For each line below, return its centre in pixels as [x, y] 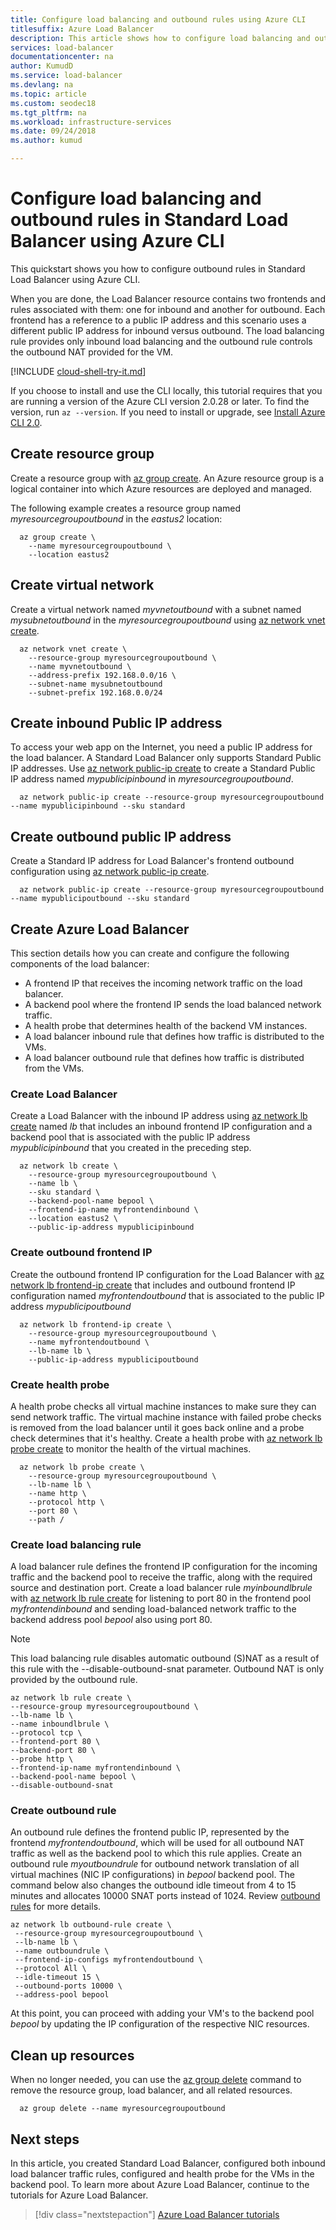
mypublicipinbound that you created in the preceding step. [131, 1148]
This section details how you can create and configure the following [150, 953]
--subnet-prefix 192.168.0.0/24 [95, 692]
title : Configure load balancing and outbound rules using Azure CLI [158, 19]
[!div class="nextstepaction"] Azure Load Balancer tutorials [157, 2215]
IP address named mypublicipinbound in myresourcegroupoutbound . [152, 779]
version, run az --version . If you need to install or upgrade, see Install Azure [168, 412]
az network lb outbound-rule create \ [91, 1925]
